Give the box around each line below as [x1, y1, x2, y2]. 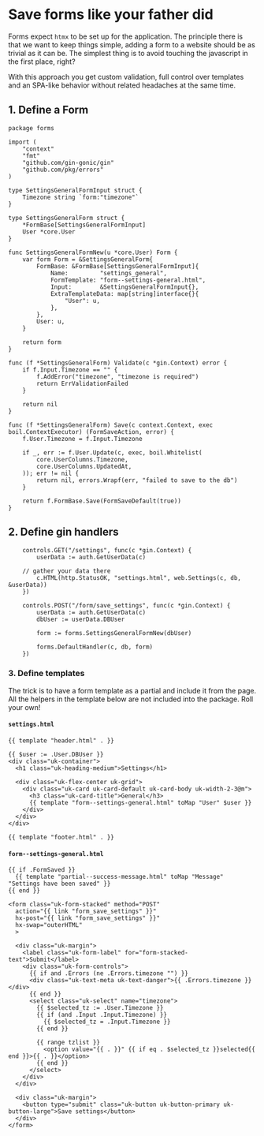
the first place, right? [8, 57, 76, 66]
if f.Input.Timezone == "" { [22, 365, 118, 374]
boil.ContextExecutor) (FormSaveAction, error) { [8, 428, 175, 435]
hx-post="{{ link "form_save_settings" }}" [15, 914, 160, 922]
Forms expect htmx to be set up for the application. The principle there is [8, 32, 243, 41]
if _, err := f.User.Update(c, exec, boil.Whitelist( [22, 448, 203, 457]
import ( [8, 138, 37, 146]
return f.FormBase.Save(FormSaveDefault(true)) [22, 497, 181, 505]
